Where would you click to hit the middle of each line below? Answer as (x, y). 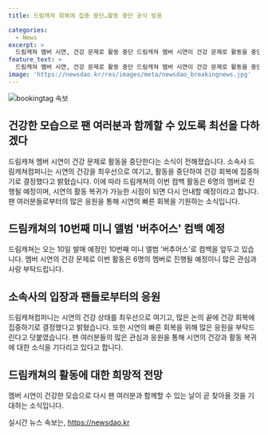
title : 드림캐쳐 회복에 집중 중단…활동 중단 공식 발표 (85, 16)
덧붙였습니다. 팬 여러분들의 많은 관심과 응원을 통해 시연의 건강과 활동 (136, 337)
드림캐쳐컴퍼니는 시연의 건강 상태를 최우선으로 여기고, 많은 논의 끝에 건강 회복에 (132, 317)
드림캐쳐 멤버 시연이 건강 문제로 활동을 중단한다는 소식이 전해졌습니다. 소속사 (128, 161)
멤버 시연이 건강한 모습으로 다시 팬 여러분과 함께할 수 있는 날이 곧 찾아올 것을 (127, 396)
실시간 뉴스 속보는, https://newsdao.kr (69, 422)
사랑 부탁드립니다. (36, 269)
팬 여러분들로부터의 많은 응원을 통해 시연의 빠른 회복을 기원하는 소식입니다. (124, 201)
